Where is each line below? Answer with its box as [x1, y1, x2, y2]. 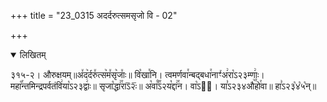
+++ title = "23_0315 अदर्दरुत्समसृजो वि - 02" [10, 10, 178, 21]
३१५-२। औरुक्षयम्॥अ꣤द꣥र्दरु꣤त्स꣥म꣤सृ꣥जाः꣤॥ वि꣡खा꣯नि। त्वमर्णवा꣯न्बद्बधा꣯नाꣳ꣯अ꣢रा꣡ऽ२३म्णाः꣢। [10, 69, 265, 80]
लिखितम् [19, 49, 47, 60]
